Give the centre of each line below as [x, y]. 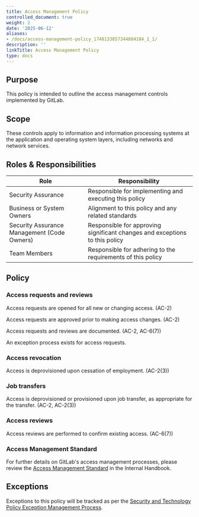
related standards [113, 216]
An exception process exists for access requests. [66, 342]
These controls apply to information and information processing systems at [98, 133]
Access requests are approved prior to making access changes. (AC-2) [93, 319]
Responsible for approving [125, 225]
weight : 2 [18, 23]
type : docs [20, 56]
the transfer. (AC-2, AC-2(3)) [41, 405]
